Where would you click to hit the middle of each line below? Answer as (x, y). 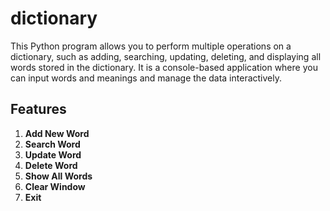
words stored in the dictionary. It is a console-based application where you (164, 67)
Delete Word (51, 165)
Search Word (52, 144)
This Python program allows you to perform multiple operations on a (151, 46)
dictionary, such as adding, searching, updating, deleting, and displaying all (166, 56)
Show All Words (58, 176)
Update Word (53, 154)
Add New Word (57, 133)
